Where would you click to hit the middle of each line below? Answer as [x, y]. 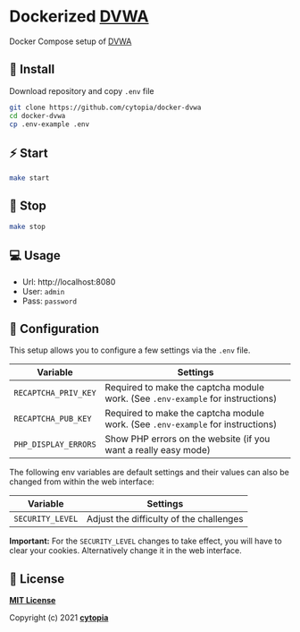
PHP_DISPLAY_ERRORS [55, 444]
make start [29, 178]
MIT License [33, 601]
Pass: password [50, 301]
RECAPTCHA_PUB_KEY [53, 419]
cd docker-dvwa [37, 115]
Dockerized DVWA [79, 17]
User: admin [43, 291]
